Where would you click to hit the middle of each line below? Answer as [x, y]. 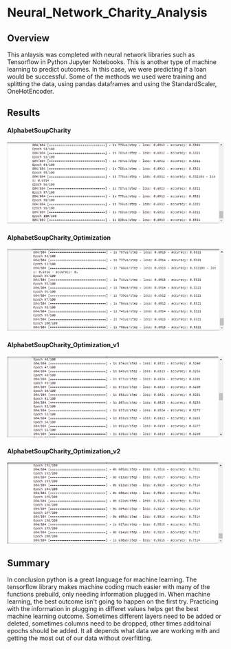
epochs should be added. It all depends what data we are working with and [113, 631]
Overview [29, 38]
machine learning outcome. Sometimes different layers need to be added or [114, 616]
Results [24, 113]
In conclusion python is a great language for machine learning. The [102, 579]
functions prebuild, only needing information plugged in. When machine [109, 595]
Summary [29, 563]
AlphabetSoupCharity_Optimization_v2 [64, 451]
